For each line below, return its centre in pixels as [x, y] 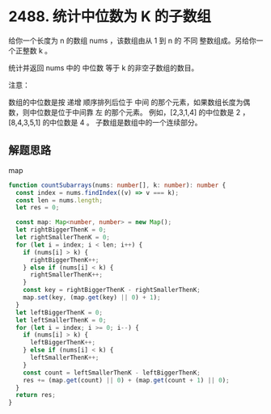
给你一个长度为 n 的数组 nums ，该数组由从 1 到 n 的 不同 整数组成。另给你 [132, 40]
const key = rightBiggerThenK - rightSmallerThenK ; [112, 290]
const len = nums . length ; [59, 200]
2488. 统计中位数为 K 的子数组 [110, 17]
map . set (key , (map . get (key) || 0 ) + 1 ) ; [92, 298]
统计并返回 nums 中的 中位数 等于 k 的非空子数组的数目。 [104, 68]
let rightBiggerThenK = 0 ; [61, 230]
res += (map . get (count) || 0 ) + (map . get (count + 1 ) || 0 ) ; [126, 380]
